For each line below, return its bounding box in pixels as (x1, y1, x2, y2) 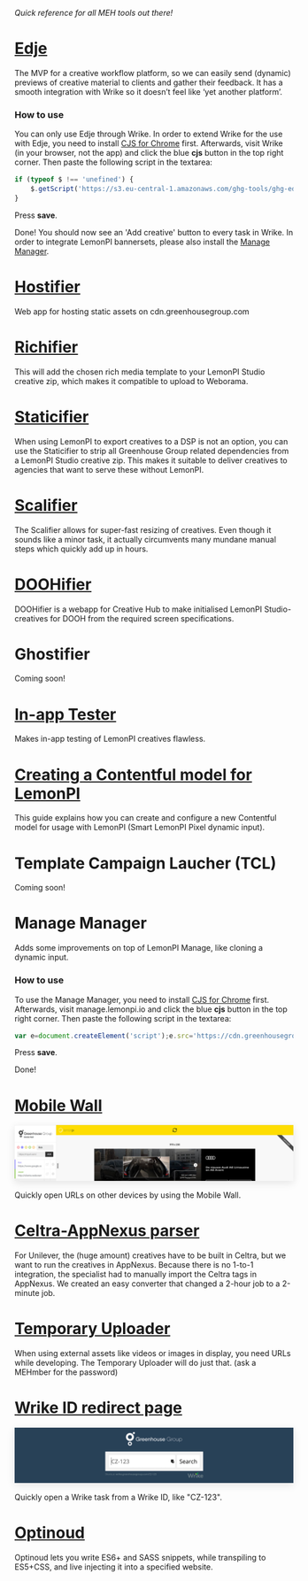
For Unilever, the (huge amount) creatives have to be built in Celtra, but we (14, 1250, 287, 1261)
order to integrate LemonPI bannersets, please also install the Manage (14, 236, 271, 247)
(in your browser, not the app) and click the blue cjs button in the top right (14, 148, 284, 158)
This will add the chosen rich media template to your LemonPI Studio (14, 366, 266, 377)
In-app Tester (14, 704, 117, 724)
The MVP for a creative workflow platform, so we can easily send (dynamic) (14, 67, 291, 78)
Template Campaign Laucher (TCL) (14, 853, 277, 873)
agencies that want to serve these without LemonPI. (14, 464, 204, 474)
